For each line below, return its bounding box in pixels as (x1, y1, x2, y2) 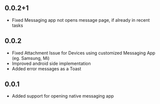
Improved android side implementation (11, 60, 91, 66)
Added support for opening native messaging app (11, 93, 114, 99)
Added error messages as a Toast (11, 65, 81, 71)
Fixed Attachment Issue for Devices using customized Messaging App (11, 50, 156, 56)
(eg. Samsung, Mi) (11, 55, 50, 61)
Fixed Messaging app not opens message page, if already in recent (11, 17, 150, 23)
